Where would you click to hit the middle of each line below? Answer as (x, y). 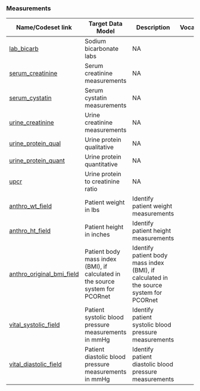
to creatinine (102, 181)
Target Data (106, 24)
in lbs (92, 210)
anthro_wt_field (31, 206)
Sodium (96, 41)
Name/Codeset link (44, 27)
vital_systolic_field (35, 325)
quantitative (101, 164)
